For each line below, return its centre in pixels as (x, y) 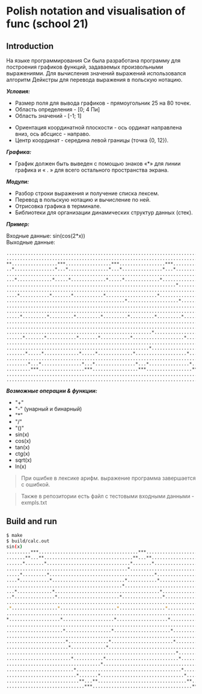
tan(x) (22, 447)
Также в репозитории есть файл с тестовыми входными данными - (107, 496)
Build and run (32, 522)
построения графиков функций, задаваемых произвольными (85, 67)
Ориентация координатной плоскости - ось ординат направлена (98, 127)
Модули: (18, 181)
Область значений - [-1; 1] (48, 116)
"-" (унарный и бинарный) (48, 409)
